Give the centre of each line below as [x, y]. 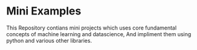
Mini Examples [44, 11]
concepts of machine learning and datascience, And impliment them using [99, 34]
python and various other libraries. [49, 40]
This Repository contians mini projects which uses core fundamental [92, 28]
